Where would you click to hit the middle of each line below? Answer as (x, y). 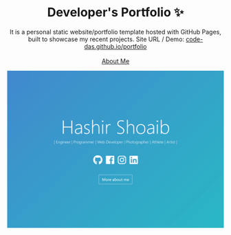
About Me (115, 61)
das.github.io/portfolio (115, 46)
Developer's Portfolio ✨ (115, 13)
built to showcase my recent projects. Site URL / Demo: (106, 39)
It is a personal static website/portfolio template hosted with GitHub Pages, (115, 32)
